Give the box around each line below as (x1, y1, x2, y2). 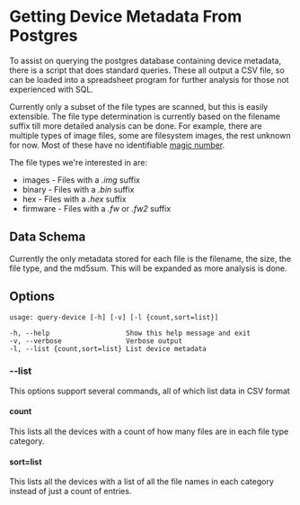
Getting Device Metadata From (9, 6, 243, 27)
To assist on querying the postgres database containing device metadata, (9, 55, 281, 66)
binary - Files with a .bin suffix (22, 184, 135, 194)
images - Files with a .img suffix (22, 174, 141, 185)
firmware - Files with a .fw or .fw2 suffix (22, 203, 172, 213)
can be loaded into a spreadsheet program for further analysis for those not (9, 74, 289, 85)
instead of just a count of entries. (9, 486, 132, 497)
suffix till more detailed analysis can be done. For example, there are (9, 120, 262, 131)
